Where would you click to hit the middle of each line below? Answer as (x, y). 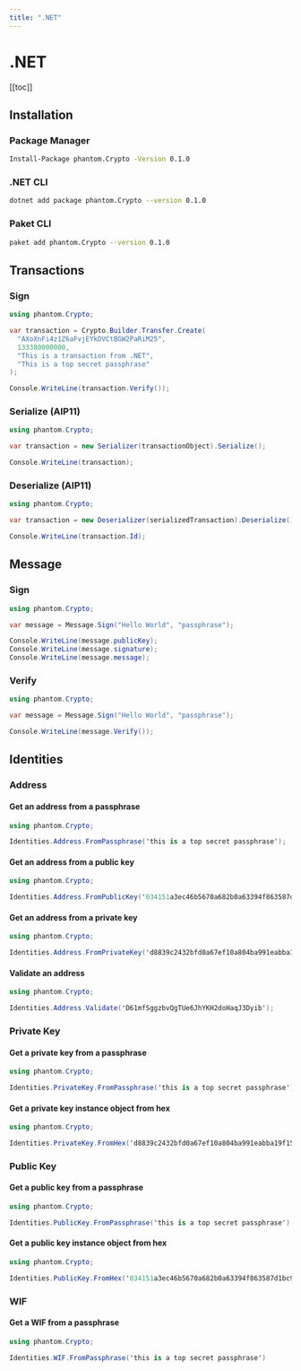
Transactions (47, 270)
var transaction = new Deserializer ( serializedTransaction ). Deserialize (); (154, 520)
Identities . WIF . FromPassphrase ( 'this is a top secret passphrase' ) (138, 1358)
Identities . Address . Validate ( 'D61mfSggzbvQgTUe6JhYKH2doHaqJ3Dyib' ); (142, 1009)
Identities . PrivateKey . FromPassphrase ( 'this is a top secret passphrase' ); (154, 1088)
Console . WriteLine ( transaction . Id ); (77, 537)
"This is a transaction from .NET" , (86, 355)
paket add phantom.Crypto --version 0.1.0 (90, 242)
